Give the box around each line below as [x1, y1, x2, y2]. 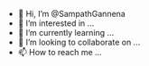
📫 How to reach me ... [17, 47, 102, 57]
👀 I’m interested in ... [17, 18, 95, 29]
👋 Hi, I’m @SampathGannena [17, 9, 126, 19]
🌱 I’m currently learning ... [17, 28, 115, 37]
